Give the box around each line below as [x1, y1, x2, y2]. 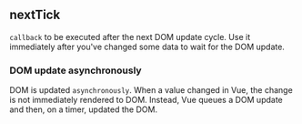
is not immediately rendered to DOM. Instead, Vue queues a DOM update [9, 95, 284, 106]
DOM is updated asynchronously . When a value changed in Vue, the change [9, 85, 293, 96]
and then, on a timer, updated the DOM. [9, 104, 157, 115]
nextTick [9, 7, 61, 23]
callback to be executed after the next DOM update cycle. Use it [9, 31, 251, 42]
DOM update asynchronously [9, 64, 143, 77]
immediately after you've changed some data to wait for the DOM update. [9, 41, 285, 52]
